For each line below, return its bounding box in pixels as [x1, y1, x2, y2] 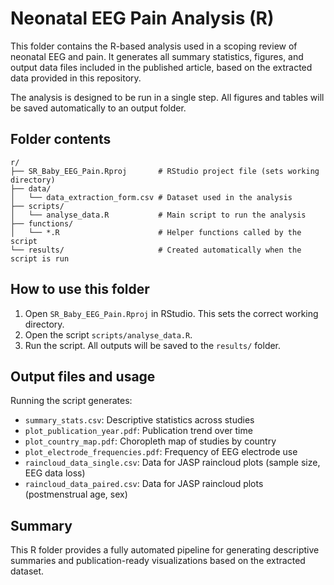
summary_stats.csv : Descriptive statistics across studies [24, 414, 255, 426]
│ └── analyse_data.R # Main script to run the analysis [10, 210, 307, 220]
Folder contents [10, 131, 112, 148]
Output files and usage [10, 368, 156, 385]
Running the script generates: [10, 395, 133, 407]
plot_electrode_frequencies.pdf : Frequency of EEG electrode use [24, 446, 298, 458]
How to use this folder [10, 281, 150, 298]
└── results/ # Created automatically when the [10, 245, 302, 255]
